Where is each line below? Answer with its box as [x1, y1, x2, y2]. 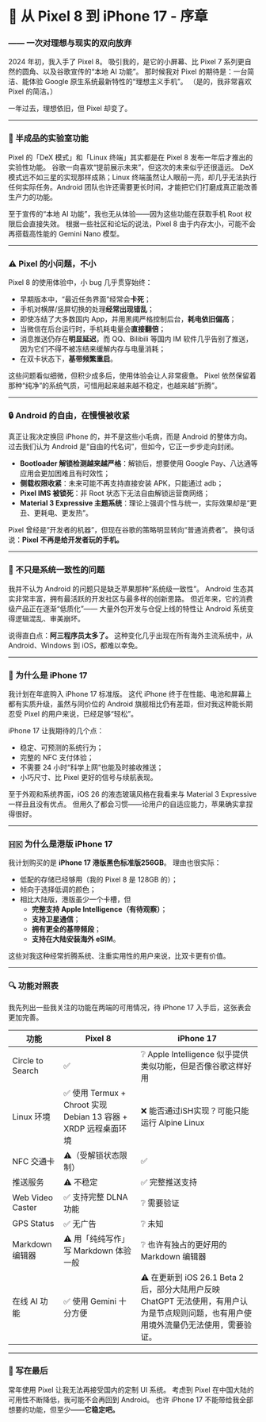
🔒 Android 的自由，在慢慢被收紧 [8, 410, 131, 421]
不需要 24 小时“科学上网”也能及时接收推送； [19, 763, 164, 772]
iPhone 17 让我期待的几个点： [8, 725, 104, 735]
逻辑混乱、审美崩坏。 [14, 613, 85, 623]
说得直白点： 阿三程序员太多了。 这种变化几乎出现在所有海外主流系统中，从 [8, 630, 253, 640]
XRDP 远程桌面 [63, 1123, 120, 1134]
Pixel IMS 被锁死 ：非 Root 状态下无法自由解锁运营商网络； [19, 489, 211, 498]
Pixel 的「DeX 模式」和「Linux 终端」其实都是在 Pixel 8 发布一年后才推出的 [8, 152, 253, 162]
